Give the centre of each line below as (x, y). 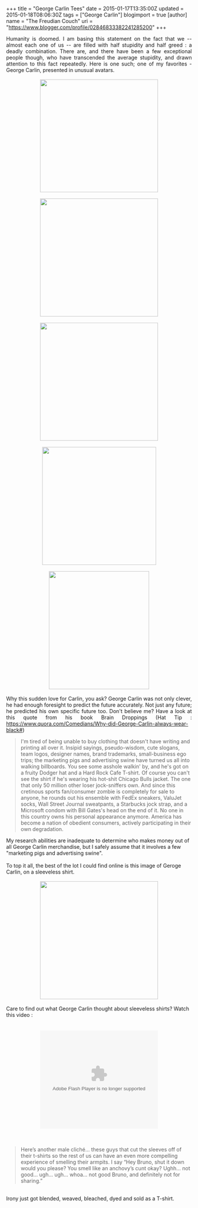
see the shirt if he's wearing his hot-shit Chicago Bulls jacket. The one (105, 779)
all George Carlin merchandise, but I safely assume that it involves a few (94, 847)
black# (14, 730)
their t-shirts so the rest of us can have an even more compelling (99, 1156)
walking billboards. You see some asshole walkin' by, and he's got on (104, 767)
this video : (19, 1015)
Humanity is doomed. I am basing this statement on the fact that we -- (99, 39)
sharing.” (32, 1181)
